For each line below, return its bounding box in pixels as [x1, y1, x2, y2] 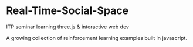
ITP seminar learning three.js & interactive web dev [6, 23, 129, 30]
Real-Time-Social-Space [6, 4, 129, 17]
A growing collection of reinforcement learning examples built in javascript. [6, 34, 188, 41]
